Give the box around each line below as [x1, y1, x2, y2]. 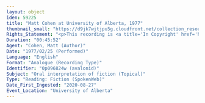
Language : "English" [6, 54, 59, 60]
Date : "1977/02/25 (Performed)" [6, 48, 88, 55]
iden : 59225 [6, 15, 37, 21]
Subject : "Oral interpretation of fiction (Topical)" [6, 71, 146, 77]
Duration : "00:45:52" [6, 37, 62, 43]
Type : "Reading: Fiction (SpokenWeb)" [6, 76, 105, 82]
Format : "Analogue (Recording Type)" [6, 59, 103, 65]
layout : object [6, 8, 45, 15]
